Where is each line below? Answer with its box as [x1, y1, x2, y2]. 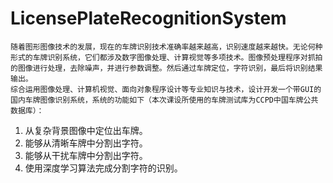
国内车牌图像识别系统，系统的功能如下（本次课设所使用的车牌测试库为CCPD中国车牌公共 [10, 95, 319, 105]
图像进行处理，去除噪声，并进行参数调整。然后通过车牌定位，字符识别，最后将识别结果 [17, 63, 323, 73]
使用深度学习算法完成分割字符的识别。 [24, 162, 183, 174]
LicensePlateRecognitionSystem [10, 7, 287, 30]
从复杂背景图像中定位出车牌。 [24, 124, 148, 136]
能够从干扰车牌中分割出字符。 [24, 149, 148, 161]
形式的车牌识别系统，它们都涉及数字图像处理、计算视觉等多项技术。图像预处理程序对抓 [10, 52, 316, 62]
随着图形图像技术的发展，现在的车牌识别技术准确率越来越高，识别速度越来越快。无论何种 [10, 42, 323, 52]
